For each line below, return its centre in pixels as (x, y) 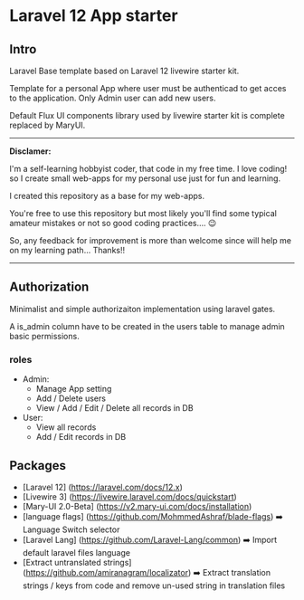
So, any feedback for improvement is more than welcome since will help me (151, 240)
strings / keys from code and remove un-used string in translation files (154, 586)
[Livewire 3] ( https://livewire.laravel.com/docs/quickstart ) (129, 496)
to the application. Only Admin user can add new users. (113, 98)
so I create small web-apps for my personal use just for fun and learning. (145, 178)
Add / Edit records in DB (81, 437)
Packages (38, 466)
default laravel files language (76, 552)
